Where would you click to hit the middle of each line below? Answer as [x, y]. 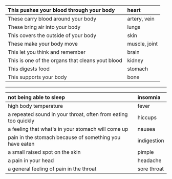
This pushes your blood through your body [61, 10]
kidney [135, 60]
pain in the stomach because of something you [64, 137]
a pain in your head [31, 160]
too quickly [21, 121]
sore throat [151, 169]
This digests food [29, 69]
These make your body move [43, 44]
